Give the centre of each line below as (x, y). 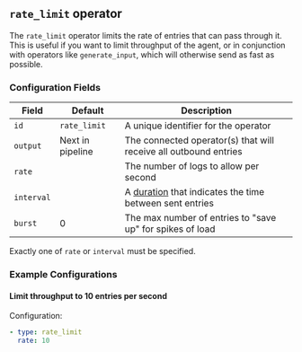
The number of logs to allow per (192, 166)
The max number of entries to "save (200, 218)
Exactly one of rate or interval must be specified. (102, 251)
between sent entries (169, 203)
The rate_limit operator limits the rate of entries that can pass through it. (146, 35)
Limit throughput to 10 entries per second (89, 295)
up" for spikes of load (170, 229)
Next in (75, 140)
